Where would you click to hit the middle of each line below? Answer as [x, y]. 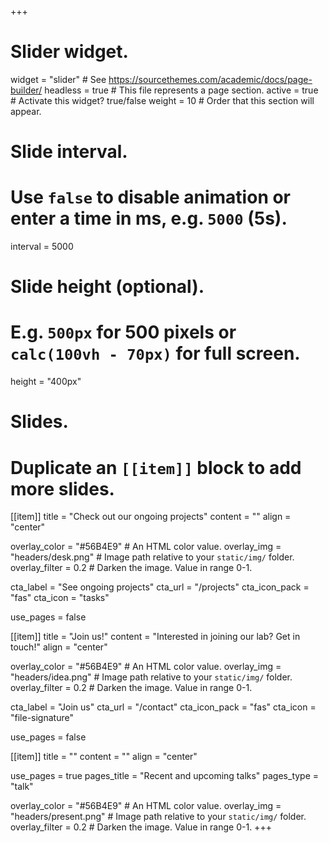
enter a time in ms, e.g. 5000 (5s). [149, 218]
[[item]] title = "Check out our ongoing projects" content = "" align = [151, 517]
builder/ [26, 90]
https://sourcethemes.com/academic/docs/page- [210, 79]
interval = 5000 [42, 247]
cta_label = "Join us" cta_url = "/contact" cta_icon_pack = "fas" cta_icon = [163, 707]
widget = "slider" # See [58, 79]
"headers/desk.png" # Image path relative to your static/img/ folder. [152, 557]
